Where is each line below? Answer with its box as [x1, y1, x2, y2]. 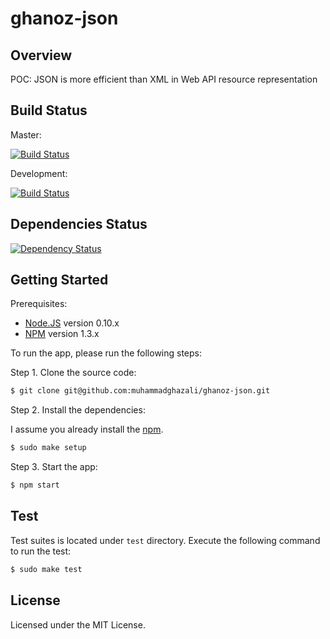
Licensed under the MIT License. [10, 618, 146, 631]
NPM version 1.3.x [24, 328, 100, 340]
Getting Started [10, 272, 109, 289]
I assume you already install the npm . [10, 423, 164, 436]
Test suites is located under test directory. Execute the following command [10, 534, 321, 546]
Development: [10, 167, 68, 179]
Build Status [10, 102, 88, 119]
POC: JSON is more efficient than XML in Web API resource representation [10, 73, 318, 85]
